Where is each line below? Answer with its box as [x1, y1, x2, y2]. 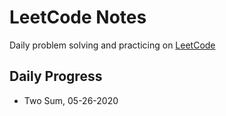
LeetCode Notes [9, 6, 147, 29]
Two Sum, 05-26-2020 [23, 94, 119, 106]
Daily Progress [9, 68, 103, 85]
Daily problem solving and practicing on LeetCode [9, 39, 216, 51]
